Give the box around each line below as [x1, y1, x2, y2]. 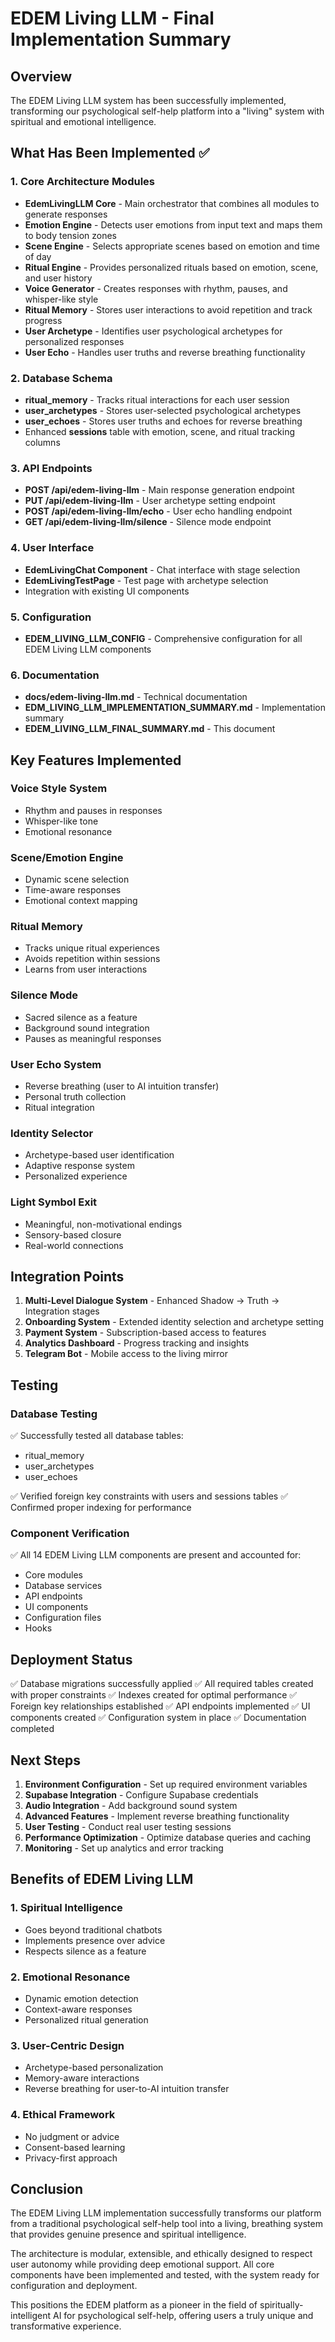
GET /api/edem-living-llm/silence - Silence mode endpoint [24, 516, 272, 528]
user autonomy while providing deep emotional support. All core [10, 2258, 275, 2271]
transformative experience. [10, 2320, 122, 2332]
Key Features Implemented [10, 752, 182, 769]
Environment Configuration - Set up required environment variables [24, 1778, 308, 1791]
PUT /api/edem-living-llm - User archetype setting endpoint [24, 495, 276, 507]
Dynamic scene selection [24, 873, 130, 886]
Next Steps [10, 1752, 81, 1769]
